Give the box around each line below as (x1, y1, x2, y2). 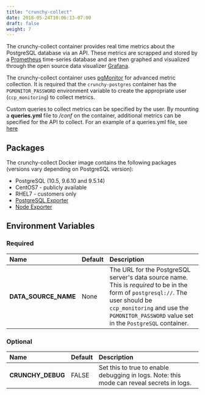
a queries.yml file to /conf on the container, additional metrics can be (6, 112, 181, 119)
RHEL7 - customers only (15, 190, 77, 197)
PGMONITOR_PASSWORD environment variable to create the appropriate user (6, 87, 187, 95)
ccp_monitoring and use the (109, 303, 189, 312)
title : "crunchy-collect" (6, 9, 72, 15)
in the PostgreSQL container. (109, 319, 189, 327)
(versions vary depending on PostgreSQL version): (6, 166, 134, 173)
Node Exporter (15, 203, 52, 211)
